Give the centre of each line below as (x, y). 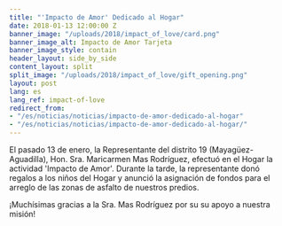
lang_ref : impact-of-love (57, 100)
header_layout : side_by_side (63, 58)
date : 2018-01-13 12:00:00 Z (63, 26)
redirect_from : (37, 108)
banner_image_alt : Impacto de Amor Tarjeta (91, 42)
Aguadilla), (29, 159)
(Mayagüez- (231, 150)
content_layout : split (51, 67)
